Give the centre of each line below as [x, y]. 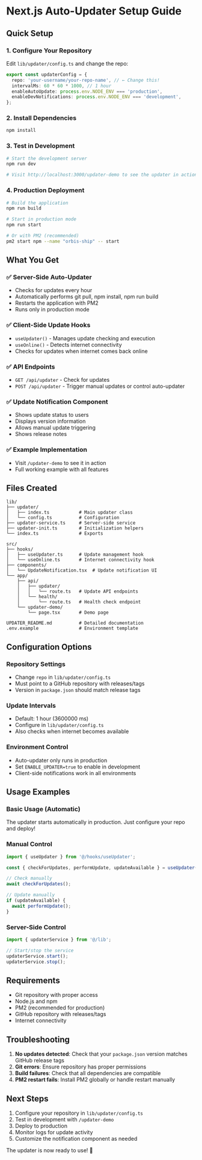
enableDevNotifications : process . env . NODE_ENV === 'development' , [96, 97]
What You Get [32, 260]
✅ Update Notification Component [57, 402]
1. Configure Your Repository [49, 51]
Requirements [33, 980]
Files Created [32, 488]
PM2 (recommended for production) [60, 1008]
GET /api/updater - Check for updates [62, 380]
